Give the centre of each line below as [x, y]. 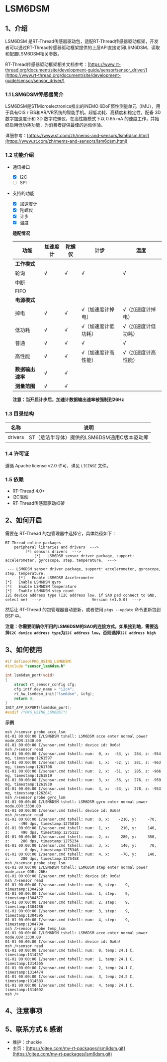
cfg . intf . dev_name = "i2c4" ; [44, 689]
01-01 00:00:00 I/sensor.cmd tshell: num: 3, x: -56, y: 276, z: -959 [83, 780]
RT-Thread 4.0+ [29, 491]
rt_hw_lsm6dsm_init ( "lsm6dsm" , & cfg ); [54, 694]
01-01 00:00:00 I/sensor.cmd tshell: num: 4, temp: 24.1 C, [70, 986]
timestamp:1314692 [24, 990]
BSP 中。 [14, 616]
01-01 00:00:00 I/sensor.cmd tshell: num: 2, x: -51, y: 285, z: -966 [83, 771]
